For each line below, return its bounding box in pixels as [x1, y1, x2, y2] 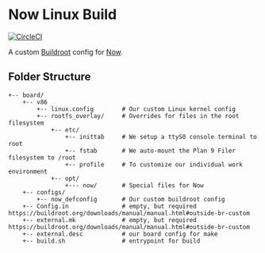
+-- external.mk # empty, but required [22, 216, 197, 224]
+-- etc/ [50, 125, 80, 134]
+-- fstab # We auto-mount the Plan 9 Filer [64, 147, 236, 155]
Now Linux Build [8, 6, 117, 24]
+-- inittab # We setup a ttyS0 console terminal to [64, 132, 258, 140]
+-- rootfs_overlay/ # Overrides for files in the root [36, 112, 240, 120]
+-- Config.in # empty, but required [22, 202, 197, 210]
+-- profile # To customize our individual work [64, 160, 244, 168]
